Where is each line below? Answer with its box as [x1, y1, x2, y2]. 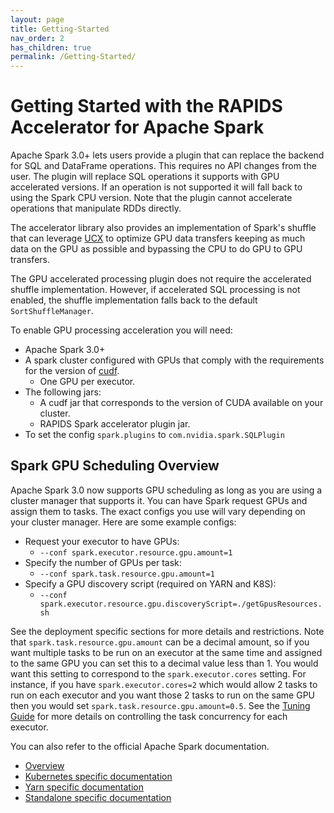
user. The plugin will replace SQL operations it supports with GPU [10, 171, 280, 183]
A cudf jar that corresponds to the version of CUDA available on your [39, 397, 324, 409]
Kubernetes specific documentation [24, 770, 173, 782]
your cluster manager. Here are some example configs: [10, 516, 237, 528]
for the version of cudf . [24, 365, 120, 377]
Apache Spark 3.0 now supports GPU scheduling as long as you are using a [10, 484, 323, 496]
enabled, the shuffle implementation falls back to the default [10, 294, 258, 306]
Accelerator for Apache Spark [10, 116, 265, 139]
